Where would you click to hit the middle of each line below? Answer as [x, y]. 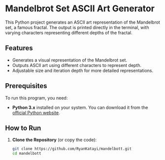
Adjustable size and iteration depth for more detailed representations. [83, 70]
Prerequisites [26, 86]
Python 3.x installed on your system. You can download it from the [80, 107]
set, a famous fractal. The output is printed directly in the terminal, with [77, 27]
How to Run [23, 128]
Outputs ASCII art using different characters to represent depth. [77, 65]
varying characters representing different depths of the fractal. [69, 32]
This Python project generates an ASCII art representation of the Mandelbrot [82, 22]
